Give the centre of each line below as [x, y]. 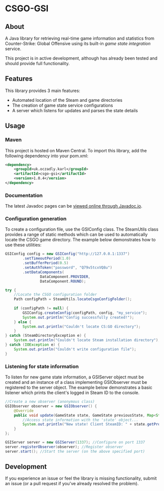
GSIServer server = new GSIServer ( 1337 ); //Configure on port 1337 [75, 443]
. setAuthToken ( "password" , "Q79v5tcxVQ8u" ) [67, 268]
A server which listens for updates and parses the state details [75, 110]
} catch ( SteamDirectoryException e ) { [46, 336]
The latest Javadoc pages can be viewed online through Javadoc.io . [74, 206]
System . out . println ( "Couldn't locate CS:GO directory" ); [82, 327]
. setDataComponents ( [43, 272]
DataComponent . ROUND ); [63, 281]
